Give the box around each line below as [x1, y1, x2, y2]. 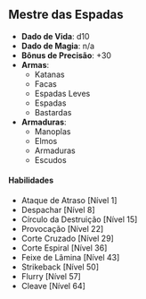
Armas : [20, 59, 50, 70]
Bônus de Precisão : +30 [20, 49, 112, 61]
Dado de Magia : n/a [20, 40, 95, 51]
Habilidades [8, 175, 54, 186]
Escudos [34, 154, 68, 165]
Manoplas [34, 125, 71, 137]
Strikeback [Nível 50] [20, 261, 100, 272]
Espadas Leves [34, 88, 91, 98]
